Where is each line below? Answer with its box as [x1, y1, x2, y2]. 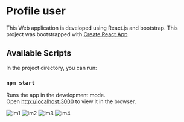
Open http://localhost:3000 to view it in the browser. [6, 98, 136, 105]
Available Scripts [6, 48, 71, 59]
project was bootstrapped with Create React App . [6, 30, 130, 37]
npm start [6, 79, 35, 86]
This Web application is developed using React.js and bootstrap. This [6, 24, 178, 31]
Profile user [6, 4, 66, 18]
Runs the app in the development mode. [6, 92, 106, 99]
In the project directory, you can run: [6, 64, 97, 71]
